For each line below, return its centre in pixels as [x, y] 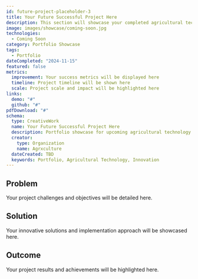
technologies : [24, 34]
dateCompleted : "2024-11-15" [42, 61]
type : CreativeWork [35, 122]
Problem [22, 183]
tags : [13, 50]
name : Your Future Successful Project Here [65, 127]
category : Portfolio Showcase [43, 45]
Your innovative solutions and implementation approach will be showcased [97, 230]
